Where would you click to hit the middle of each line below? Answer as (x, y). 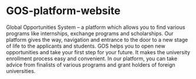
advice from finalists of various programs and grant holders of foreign (91, 65)
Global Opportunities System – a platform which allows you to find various (96, 27)
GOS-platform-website (63, 11)
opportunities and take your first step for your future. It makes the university (98, 52)
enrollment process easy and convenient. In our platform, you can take (92, 58)
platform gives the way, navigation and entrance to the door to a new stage (97, 39)
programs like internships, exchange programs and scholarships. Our (90, 33)
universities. (21, 71)
